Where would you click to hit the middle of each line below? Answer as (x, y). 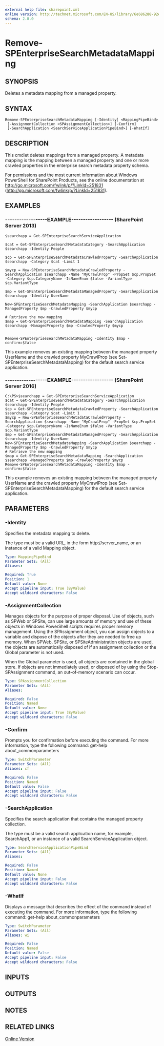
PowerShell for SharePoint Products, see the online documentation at (74, 180)
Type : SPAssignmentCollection (36, 681)
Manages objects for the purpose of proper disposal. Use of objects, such (80, 616)
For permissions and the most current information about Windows (71, 175)
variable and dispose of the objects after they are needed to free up (73, 636)
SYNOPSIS (22, 81)
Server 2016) (21, 386)
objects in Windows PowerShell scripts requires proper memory (69, 626)
